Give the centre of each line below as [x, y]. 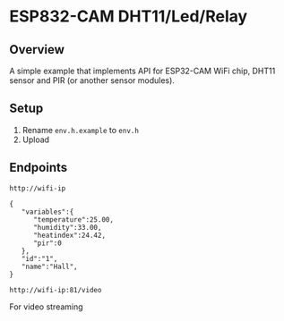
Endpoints [39, 168]
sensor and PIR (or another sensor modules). [92, 80]
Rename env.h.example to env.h [80, 130]
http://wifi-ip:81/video [56, 290]
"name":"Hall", [49, 266]
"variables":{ [47, 212]
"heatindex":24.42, [69, 235]
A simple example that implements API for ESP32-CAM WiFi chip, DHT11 [142, 71]
